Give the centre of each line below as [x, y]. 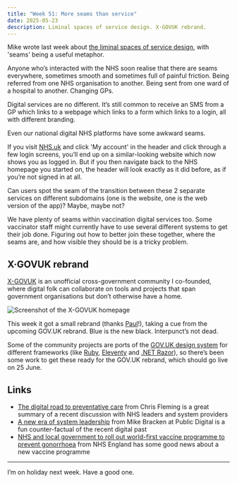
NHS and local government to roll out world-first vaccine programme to [121, 437]
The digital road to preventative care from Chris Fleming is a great [113, 407]
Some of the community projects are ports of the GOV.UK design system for [117, 345]
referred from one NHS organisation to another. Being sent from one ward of [118, 83]
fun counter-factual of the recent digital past [82, 429]
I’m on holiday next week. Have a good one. [71, 472]
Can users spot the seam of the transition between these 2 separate [107, 191]
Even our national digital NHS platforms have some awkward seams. [107, 133]
